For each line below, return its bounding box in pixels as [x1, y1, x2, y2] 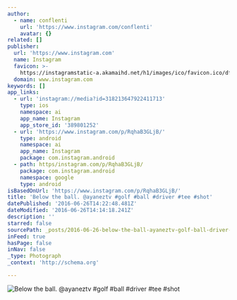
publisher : [7, 43, 39, 50]
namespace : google [20, 174, 74, 181]
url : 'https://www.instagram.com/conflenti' [20, 23, 153, 30]
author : [7, 10, 30, 18]
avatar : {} [20, 30, 52, 37]
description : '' [7, 213, 55, 220]
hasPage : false [7, 239, 52, 246]
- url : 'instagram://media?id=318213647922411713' [13, 96, 166, 103]
